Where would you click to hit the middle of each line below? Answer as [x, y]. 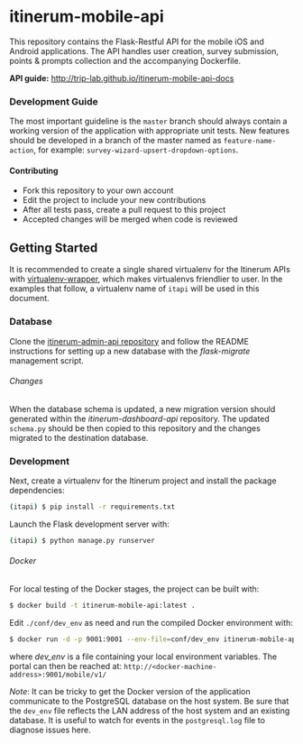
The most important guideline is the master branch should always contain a [148, 121]
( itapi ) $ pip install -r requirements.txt [92, 507]
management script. [46, 360]
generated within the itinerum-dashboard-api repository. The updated [140, 418]
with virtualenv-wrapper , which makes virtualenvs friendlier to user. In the [146, 279]
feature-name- [250, 142]
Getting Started [54, 248]
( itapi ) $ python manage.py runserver [82, 540]
